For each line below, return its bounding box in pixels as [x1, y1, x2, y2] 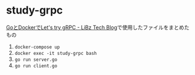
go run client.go [14, 63, 58, 69]
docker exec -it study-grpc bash [14, 50, 97, 56]
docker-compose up [14, 44, 60, 50]
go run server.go [14, 57, 58, 63]
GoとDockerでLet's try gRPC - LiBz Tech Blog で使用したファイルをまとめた [6, 24, 190, 31]
